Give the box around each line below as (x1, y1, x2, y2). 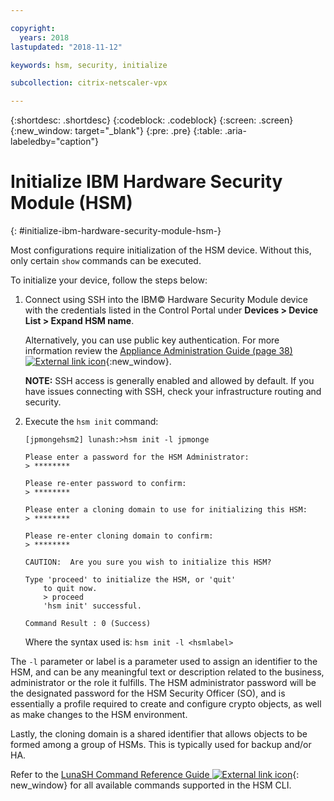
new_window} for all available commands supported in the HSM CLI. (10, 779, 292, 791)
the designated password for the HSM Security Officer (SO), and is (10, 687, 286, 700)
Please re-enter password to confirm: (24, 479, 187, 489)
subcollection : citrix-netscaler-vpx (10, 78, 168, 88)
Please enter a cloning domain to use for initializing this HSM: (24, 505, 308, 515)
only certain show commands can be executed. (10, 255, 202, 267)
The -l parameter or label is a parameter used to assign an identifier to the (10, 656, 318, 668)
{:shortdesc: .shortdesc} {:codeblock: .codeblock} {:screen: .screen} (10, 114, 294, 126)
